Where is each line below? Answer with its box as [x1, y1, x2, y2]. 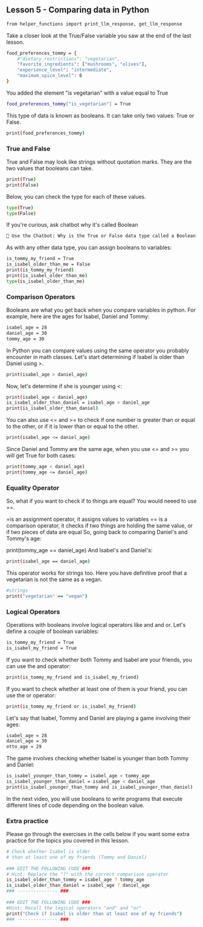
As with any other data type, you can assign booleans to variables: [6, 244, 172, 251]
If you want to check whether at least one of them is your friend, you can [6, 685, 188, 692]
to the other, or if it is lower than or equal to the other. [6, 423, 139, 430]
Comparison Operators [6, 292, 76, 301]
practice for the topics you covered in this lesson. [6, 837, 130, 845]
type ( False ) [6, 210, 36, 216]
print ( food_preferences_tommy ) [6, 130, 85, 136]
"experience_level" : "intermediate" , [17, 67, 112, 73]
